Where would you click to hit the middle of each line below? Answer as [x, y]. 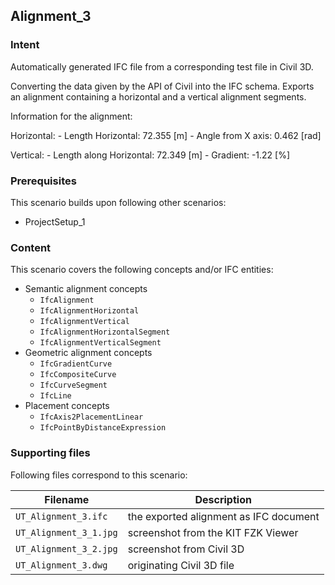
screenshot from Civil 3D [186, 549]
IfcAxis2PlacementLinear [91, 417]
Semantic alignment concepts [86, 289]
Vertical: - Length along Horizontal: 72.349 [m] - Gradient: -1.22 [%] [150, 155]
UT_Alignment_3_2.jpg [66, 548]
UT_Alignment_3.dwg [61, 565]
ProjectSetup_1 [55, 221]
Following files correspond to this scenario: [99, 475]
